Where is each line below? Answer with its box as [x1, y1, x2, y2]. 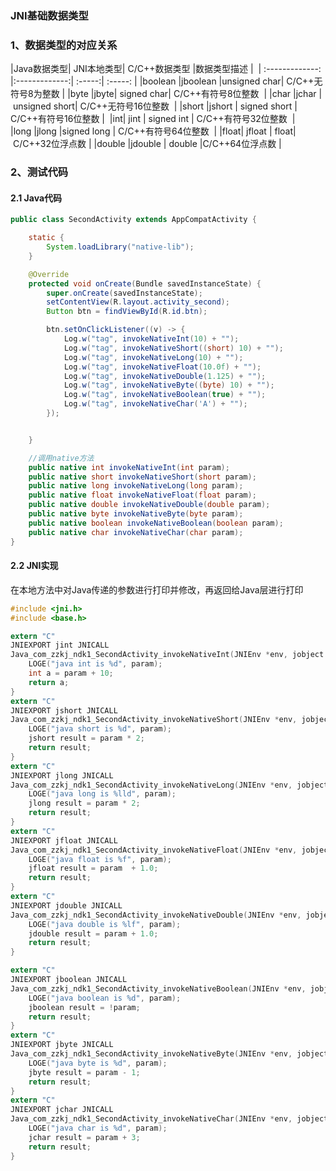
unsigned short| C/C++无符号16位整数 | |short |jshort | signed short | [12, 100, 298, 112]
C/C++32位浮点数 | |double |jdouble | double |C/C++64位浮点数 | [12, 138, 282, 150]
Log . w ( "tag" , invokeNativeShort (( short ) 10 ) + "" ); [63, 343, 284, 353]
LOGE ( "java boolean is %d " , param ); [28, 993, 182, 1003]
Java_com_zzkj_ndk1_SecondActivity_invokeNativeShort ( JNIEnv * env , [10, 715, 298, 725]
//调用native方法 [28, 453, 95, 463]
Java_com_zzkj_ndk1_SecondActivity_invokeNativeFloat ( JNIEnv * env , [10, 845, 298, 855]
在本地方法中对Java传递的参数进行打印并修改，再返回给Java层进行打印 [10, 583, 304, 596]
